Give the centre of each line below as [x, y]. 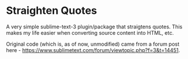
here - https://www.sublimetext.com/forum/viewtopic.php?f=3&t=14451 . [93, 50]
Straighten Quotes [52, 11]
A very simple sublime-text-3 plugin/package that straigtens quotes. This [94, 27]
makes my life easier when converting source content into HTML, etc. [90, 32]
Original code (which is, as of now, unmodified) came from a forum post [93, 44]
